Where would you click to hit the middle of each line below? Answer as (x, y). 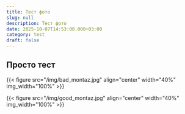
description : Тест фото (37, 23)
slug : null (20, 18)
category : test (26, 35)
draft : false (23, 40)
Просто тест (31, 65)
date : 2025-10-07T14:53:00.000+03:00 (54, 29)
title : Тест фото (28, 12)
